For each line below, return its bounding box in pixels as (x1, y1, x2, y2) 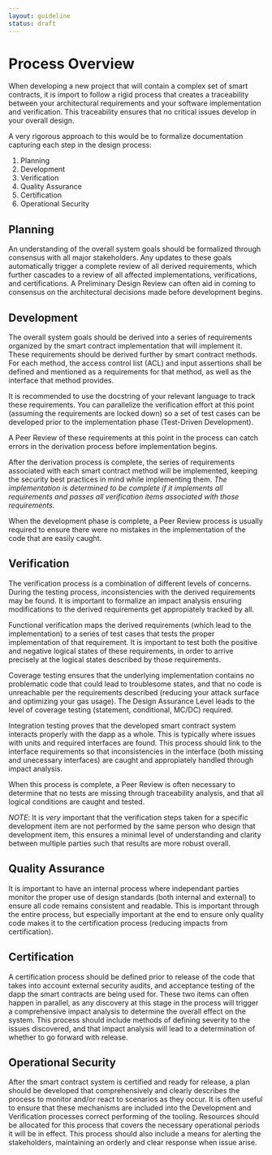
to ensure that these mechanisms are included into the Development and (8, 1103, 252, 1113)
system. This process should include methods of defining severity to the (8, 1014, 250, 1024)
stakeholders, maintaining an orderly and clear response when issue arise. (8, 1138, 257, 1148)
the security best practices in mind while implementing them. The (8, 474, 227, 484)
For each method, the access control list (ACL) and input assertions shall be (8, 358, 262, 368)
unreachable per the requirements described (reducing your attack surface (8, 687, 260, 697)
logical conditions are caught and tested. (8, 797, 145, 807)
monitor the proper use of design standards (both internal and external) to (8, 892, 256, 902)
